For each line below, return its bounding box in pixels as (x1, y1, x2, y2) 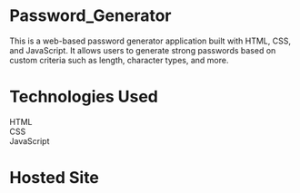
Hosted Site (9, 168, 100, 188)
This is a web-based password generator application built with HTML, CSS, (9, 35, 291, 46)
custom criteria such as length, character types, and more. (9, 54, 229, 65)
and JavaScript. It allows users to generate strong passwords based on (9, 44, 276, 55)
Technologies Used (9, 87, 159, 107)
